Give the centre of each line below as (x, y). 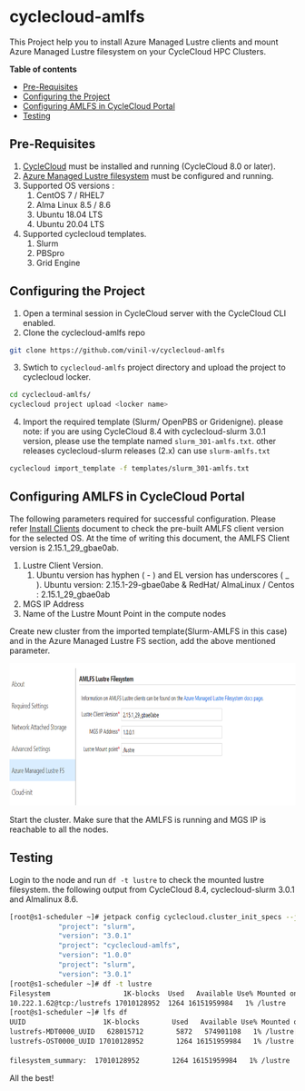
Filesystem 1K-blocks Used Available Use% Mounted (148, 993)
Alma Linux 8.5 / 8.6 (74, 204)
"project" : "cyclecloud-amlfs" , (119, 946)
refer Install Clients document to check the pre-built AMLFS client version (147, 528)
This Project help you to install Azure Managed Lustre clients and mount (144, 42)
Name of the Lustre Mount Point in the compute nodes (124, 613)
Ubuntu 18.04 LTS (69, 214)
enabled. (39, 322)
